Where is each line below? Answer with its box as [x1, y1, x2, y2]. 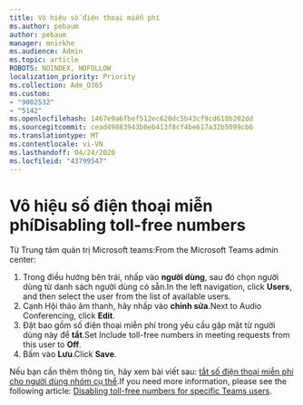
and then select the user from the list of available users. [22, 291, 231, 302]
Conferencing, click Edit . [22, 310, 116, 322]
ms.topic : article [9, 55, 79, 64]
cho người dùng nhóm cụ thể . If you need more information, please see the [9, 376, 288, 387]
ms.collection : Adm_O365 [9, 81, 103, 90]
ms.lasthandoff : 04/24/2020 [9, 148, 116, 157]
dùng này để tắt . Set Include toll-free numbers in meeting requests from [22, 330, 290, 341]
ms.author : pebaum [9, 22, 79, 31]
